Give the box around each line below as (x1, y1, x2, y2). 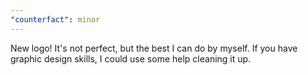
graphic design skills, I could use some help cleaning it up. (10, 52, 252, 65)
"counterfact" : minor (10, 14, 101, 25)
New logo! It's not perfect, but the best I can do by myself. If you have (10, 42, 298, 54)
